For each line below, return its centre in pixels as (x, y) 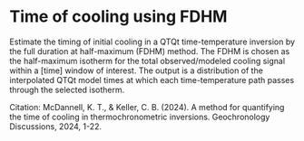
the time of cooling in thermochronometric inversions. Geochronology (140, 117)
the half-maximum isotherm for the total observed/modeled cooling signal (147, 61)
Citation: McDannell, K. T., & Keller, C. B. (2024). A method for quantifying (147, 107)
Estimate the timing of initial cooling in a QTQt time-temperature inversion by (152, 42)
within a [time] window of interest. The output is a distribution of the (136, 70)
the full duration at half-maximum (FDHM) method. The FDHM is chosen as (150, 51)
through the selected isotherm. (67, 89)
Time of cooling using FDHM (118, 17)
